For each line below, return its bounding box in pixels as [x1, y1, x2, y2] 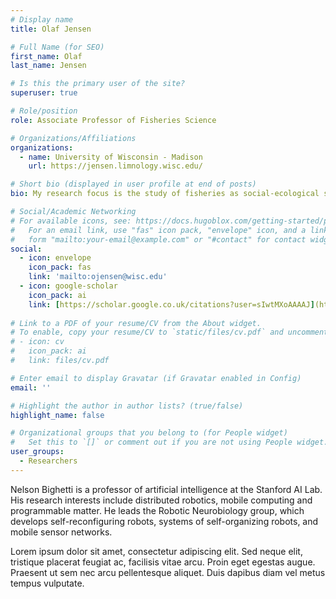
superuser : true [10, 88, 78, 98]
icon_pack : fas [28, 262, 92, 273]
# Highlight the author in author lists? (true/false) [10, 401, 244, 411]
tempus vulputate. [10, 577, 85, 589]
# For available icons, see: [10, 216, 132, 226]
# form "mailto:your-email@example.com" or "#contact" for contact [10, 234, 307, 245]
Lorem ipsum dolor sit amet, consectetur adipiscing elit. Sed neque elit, [10, 545, 303, 557]
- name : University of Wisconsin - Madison [19, 152, 203, 162]
